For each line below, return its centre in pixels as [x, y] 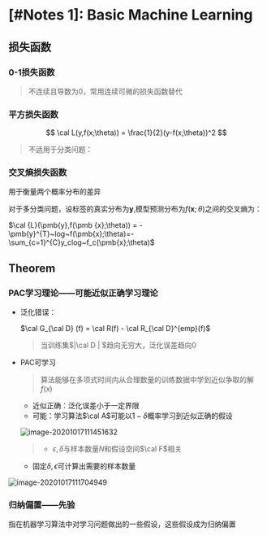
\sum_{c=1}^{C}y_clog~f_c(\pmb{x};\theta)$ [82, 242]
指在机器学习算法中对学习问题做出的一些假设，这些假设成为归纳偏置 [122, 524]
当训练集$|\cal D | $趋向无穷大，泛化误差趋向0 [118, 345]
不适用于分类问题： [60, 150]
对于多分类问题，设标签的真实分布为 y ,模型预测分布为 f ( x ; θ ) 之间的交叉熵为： [135, 209]
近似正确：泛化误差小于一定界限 [86, 406]
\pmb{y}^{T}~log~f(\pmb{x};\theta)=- [71, 234]
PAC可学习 [38, 363]
